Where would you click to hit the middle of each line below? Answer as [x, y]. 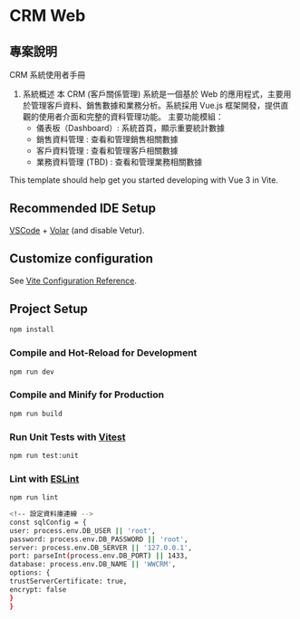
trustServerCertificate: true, [68, 581]
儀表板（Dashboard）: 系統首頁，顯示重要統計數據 [130, 128]
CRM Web [48, 16]
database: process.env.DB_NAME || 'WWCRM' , [93, 565]
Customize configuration [82, 259]
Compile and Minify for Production [87, 395]
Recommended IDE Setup [83, 209]
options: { [30, 573]
